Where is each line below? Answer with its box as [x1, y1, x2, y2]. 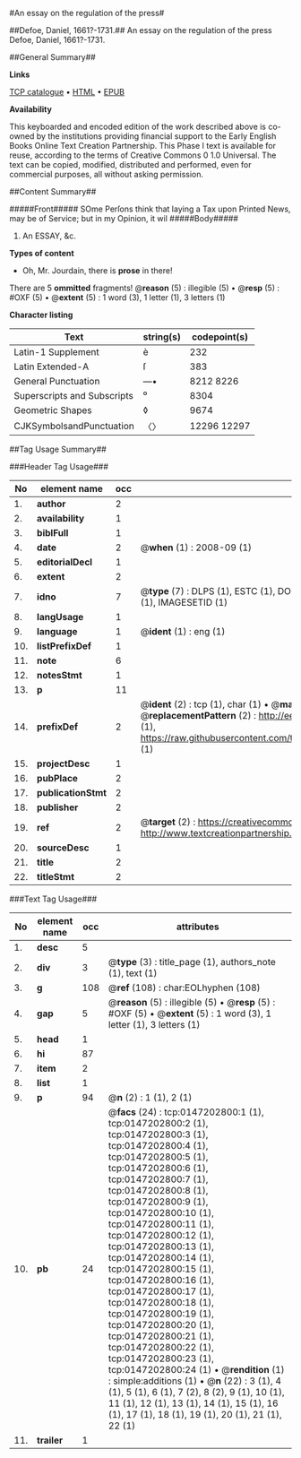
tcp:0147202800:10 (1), [107, 1207, 215, 1219]
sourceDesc [37, 841, 90, 854]
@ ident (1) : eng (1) [140, 625, 226, 637]
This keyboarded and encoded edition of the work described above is [9, 121, 267, 132]
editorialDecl [37, 556, 92, 568]
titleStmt [37, 871, 74, 883]
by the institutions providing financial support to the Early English [36, 131, 277, 142]
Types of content [9, 248, 74, 258]
